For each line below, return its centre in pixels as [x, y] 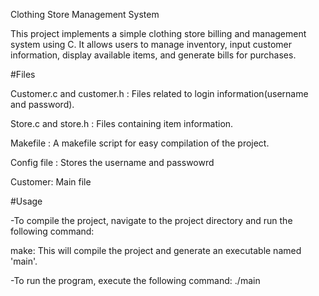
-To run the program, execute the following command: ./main [135, 280]
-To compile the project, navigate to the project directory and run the [151, 220]
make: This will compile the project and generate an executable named [156, 250]
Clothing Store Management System [85, 14]
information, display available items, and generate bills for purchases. [153, 55]
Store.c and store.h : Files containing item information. [122, 123]
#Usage [26, 201]
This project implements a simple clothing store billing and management [158, 33]
